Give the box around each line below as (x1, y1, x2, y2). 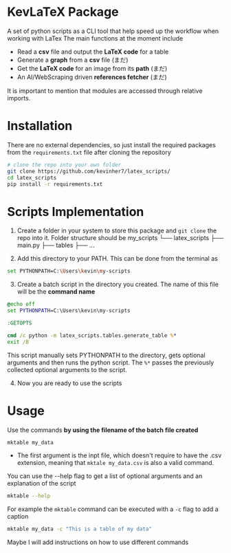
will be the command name (16, 288, 96, 296)
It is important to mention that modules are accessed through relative (7, 87, 203, 95)
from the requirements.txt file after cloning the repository (7, 148, 172, 156)
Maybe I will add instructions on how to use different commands (7, 538, 189, 547)
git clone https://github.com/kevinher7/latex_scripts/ (7, 168, 170, 175)
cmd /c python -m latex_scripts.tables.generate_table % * (7, 332, 177, 339)
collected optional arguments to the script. (7, 365, 127, 373)
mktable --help (7, 492, 51, 499)
